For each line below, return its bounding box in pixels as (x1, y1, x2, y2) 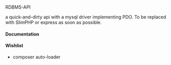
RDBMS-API (5, 4, 31, 10)
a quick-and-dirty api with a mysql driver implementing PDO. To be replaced (5, 14, 166, 20)
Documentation (5, 31, 40, 37)
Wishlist (5, 43, 24, 49)
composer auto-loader (12, 54, 61, 60)
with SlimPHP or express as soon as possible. (5, 19, 102, 25)
